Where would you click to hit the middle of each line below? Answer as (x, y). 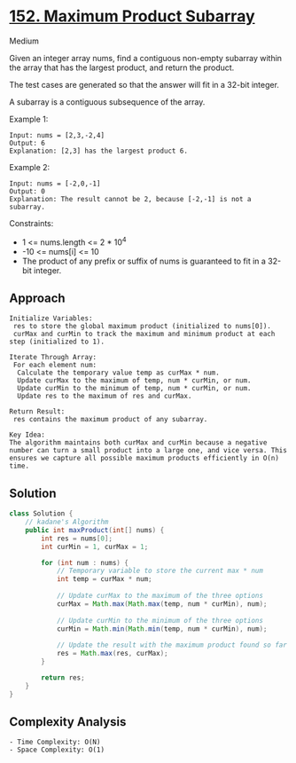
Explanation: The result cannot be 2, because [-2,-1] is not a (130, 199)
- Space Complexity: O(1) (57, 750)
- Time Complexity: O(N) (55, 743)
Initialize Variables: (51, 319)
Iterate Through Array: (53, 358)
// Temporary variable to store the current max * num (160, 571)
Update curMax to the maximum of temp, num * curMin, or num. (134, 381)
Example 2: (30, 167)
